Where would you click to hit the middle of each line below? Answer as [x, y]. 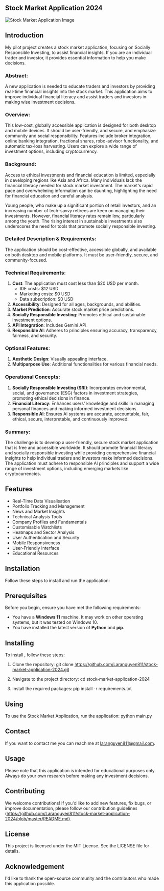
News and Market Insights [38, 511]
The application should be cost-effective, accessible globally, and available [81, 250]
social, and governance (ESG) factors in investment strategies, [75, 393]
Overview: [18, 114]
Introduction [24, 36]
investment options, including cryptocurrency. [51, 151]
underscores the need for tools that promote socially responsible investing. [81, 226]
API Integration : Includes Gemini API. [50, 325]
